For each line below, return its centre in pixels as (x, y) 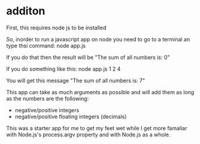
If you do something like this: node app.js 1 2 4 (63, 69)
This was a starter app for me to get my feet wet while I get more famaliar (97, 128)
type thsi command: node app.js (46, 46)
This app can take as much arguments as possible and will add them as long (100, 92)
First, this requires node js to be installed (56, 28)
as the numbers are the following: (48, 98)
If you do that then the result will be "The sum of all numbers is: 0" (88, 57)
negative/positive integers (47, 110)
